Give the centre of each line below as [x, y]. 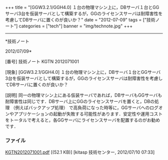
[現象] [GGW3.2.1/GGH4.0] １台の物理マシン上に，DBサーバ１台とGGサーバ [83, 72]
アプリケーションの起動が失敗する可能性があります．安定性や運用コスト [88, 114]
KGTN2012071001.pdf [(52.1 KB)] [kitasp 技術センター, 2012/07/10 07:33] [80, 152]
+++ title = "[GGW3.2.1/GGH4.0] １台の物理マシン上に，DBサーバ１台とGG [82, 7]
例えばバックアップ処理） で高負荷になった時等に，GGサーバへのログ [86, 108]
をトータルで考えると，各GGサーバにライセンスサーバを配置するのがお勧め [83, 120]
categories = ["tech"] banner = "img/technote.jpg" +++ [76, 26]
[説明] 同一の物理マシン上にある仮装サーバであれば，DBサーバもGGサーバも [84, 95]
